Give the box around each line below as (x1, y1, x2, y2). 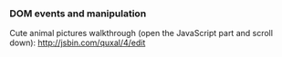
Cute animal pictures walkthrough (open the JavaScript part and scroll (9, 28, 274, 39)
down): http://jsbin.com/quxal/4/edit (9, 37, 146, 48)
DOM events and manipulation (9, 7, 147, 20)
